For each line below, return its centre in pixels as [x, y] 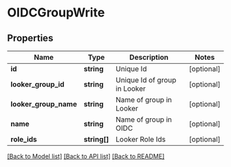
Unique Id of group [146, 80]
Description [149, 57]
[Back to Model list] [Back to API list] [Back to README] [86, 156]
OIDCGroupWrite [56, 13]
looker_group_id [37, 84]
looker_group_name [44, 104]
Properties [30, 38]
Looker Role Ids [141, 139]
